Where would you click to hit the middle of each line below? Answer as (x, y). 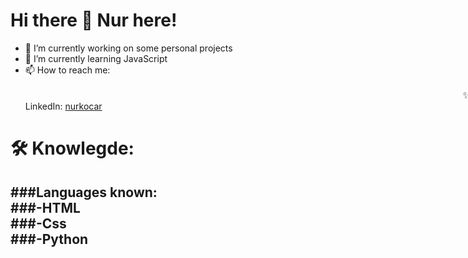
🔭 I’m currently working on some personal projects (128, 48)
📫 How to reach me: (67, 70)
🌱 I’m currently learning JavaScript (96, 58)
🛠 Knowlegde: (72, 148)
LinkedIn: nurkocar (63, 106)
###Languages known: (84, 192)
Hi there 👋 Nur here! (94, 20)
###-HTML (45, 207)
